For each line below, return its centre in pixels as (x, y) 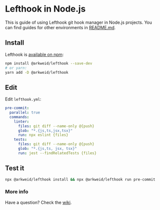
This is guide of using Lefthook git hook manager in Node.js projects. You (79, 22)
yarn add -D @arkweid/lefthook (37, 72)
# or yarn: (16, 68)
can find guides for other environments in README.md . (60, 27)
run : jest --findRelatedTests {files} (57, 153)
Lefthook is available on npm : (35, 54)
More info (17, 192)
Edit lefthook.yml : (23, 99)
